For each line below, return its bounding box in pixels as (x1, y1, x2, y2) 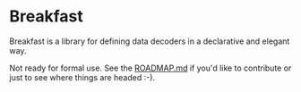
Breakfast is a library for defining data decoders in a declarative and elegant (9, 36, 290, 46)
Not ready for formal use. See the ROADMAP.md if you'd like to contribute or (9, 63, 292, 73)
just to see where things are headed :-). (9, 71, 155, 82)
